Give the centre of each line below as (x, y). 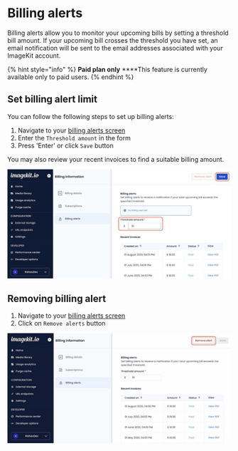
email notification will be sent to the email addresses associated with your (115, 48)
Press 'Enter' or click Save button (65, 145)
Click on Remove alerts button (61, 323)
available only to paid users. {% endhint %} (71, 77)
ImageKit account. (34, 56)
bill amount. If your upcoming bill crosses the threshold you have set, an (113, 40)
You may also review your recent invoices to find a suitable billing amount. (116, 159)
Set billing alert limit (53, 99)
